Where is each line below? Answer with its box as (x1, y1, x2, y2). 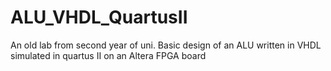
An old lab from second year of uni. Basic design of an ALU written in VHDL (10, 39, 322, 51)
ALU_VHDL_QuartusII (10, 6, 188, 29)
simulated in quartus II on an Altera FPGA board (10, 49, 207, 61)
